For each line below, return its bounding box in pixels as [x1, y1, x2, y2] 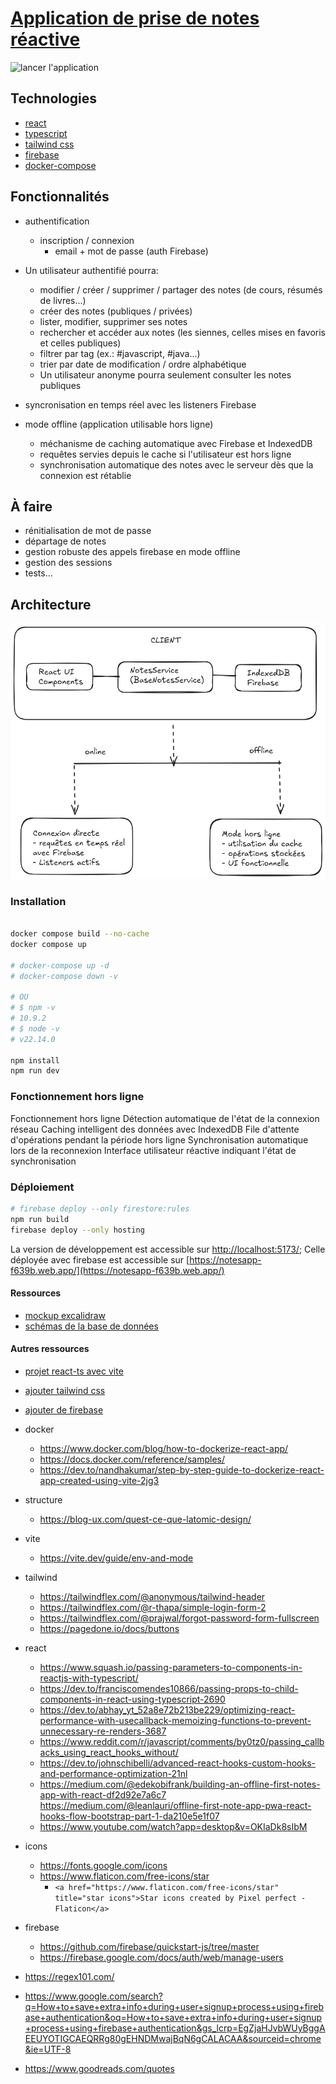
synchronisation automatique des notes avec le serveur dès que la [39, 458, 314, 471]
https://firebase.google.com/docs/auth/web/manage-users [39, 1951, 284, 1963]
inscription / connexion [39, 234, 135, 246]
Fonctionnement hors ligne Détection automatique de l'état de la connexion [10, 1112, 320, 1124]
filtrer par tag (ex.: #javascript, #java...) [39, 347, 201, 359]
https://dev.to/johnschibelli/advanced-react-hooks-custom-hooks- [39, 1757, 317, 1769]
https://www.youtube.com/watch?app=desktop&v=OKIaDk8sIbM [39, 1820, 308, 1832]
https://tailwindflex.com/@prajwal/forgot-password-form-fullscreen [39, 1612, 320, 1624]
